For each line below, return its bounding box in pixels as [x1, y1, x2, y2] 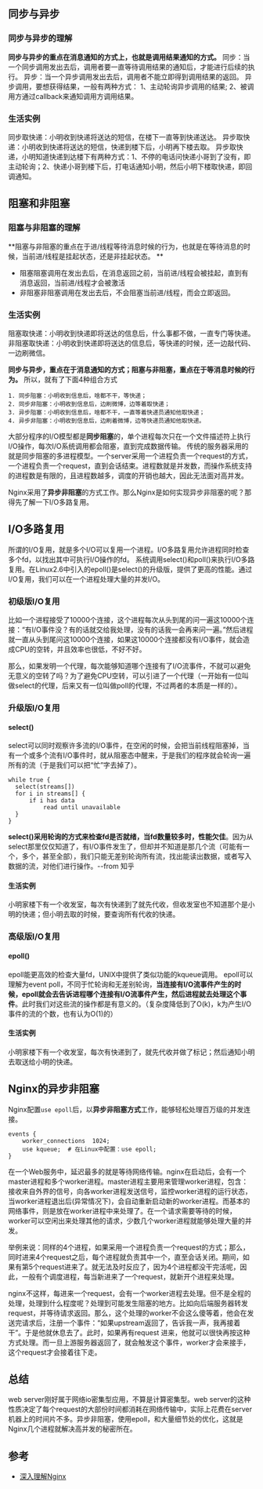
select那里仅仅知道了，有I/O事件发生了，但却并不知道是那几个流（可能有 [8, 842, 243, 852]
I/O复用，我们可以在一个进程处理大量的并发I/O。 [8, 574, 165, 583]
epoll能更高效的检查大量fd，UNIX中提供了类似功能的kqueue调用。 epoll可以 [8, 969, 254, 979]
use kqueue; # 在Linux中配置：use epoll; [22, 1145, 157, 1153]
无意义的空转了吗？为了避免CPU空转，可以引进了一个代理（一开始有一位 [8, 671, 243, 681]
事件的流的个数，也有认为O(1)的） [8, 1009, 117, 1018]
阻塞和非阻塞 [8, 197, 70, 210]
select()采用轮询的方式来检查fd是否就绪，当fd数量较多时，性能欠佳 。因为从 [8, 832, 254, 841]
